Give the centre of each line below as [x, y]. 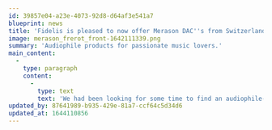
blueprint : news [36, 23]
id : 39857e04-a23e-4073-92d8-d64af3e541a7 [81, 16]
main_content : [32, 53]
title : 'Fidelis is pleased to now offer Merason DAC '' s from [115, 31]
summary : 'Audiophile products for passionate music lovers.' [115, 46]
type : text [56, 91]
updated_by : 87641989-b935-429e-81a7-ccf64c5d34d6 [96, 106]
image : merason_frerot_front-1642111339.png [85, 38]
